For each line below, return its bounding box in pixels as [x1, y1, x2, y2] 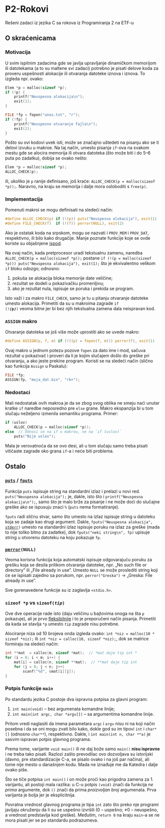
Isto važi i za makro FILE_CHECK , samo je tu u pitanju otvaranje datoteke [5, 295, 149, 301]
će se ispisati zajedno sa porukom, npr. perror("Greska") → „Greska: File [5, 572, 153, 578]
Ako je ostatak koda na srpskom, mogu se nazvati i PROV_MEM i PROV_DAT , [5, 230, 149, 236]
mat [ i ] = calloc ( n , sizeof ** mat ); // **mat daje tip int [14, 660, 137, 665]
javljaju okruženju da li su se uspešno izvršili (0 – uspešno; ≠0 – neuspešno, [5, 806, 159, 813]
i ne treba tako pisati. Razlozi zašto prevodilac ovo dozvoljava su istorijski [5, 751, 153, 757]
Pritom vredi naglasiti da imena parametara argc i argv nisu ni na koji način [5, 720, 156, 727]
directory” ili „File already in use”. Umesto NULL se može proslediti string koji [5, 567, 158, 573]
